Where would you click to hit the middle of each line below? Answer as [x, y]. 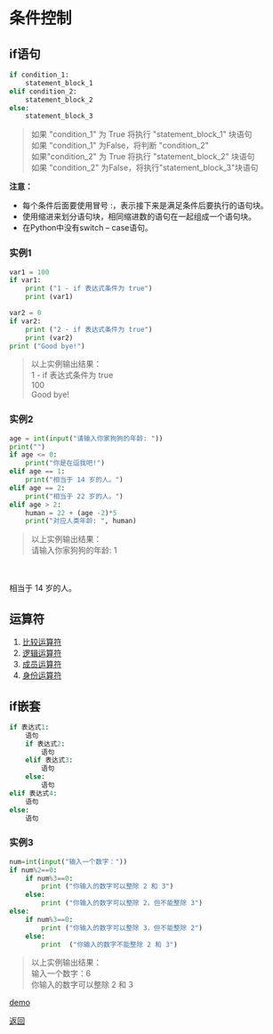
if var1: [25, 280]
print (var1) [49, 297]
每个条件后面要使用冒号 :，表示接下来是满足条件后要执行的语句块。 [145, 206]
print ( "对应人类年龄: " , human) [81, 521]
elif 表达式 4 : [33, 793]
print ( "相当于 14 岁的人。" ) [74, 480]
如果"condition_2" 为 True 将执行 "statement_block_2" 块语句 [143, 157]
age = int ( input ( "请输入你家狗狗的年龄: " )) [86, 438]
